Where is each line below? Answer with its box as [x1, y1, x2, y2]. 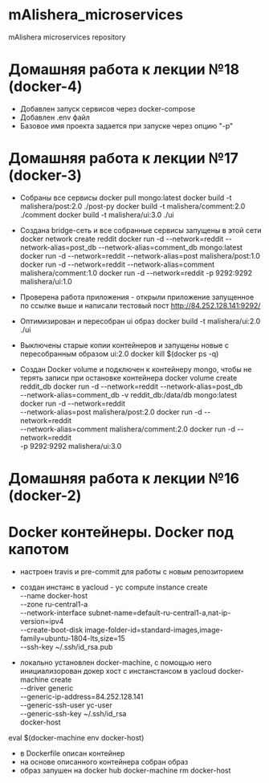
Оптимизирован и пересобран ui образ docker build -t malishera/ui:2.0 [19, 316, 261, 326]
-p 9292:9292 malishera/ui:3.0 [19, 441, 122, 451]
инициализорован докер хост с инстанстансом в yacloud [19, 666, 217, 675]
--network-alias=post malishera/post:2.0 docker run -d [19, 407, 202, 417]
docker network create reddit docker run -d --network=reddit [19, 234, 224, 243]
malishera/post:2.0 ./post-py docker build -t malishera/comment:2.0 [19, 201, 246, 210]
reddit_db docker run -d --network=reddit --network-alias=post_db [19, 381, 243, 391]
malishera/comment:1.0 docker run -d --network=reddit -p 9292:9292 [19, 267, 253, 278]
